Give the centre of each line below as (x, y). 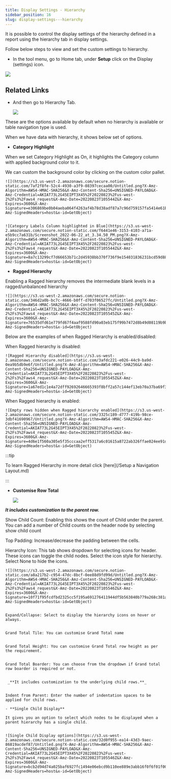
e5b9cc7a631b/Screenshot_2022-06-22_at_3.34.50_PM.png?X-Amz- (73, 235)
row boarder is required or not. (41, 669)
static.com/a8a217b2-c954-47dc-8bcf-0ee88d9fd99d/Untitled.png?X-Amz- (82, 575)
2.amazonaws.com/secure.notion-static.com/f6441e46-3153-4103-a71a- (79, 231)
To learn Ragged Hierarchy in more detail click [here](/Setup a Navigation (82, 465)
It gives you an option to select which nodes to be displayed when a (82, 718)
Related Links (27, 90)
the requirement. (24, 651)
